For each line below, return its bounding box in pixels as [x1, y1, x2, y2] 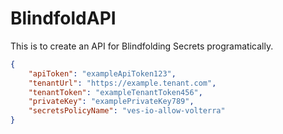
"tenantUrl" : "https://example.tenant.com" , [28, 78, 217, 88]
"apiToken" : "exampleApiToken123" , [28, 68, 177, 79]
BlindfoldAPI [10, 7, 117, 30]
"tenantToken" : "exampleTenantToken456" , [28, 87, 203, 97]
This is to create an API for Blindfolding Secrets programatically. [10, 40, 274, 52]
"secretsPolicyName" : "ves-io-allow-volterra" [28, 106, 226, 116]
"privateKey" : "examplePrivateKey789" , [28, 97, 195, 107]
